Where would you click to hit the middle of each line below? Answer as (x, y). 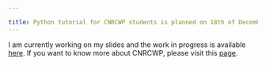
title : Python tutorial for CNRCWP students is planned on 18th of (122, 22)
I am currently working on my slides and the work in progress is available (127, 45)
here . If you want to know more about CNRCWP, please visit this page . (123, 52)
